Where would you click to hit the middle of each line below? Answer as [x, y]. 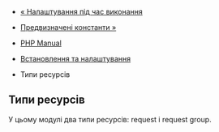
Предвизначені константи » [68, 27]
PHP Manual [41, 43]
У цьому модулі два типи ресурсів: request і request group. [110, 119]
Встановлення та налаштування [75, 59]
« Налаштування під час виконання [82, 12]
